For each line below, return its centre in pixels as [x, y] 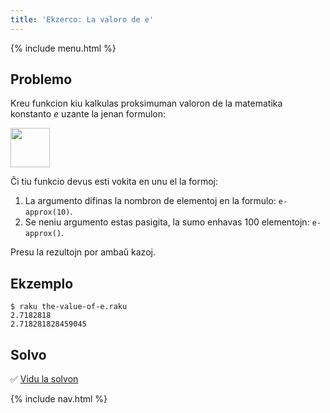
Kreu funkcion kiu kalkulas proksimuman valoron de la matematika [146, 103]
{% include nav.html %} [59, 399]
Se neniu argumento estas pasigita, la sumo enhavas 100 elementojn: [167, 222]
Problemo [41, 79]
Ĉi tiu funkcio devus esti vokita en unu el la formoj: [114, 182]
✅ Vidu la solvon [44, 379]
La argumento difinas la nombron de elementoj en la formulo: [150, 201]
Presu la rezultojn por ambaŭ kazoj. [83, 252]
